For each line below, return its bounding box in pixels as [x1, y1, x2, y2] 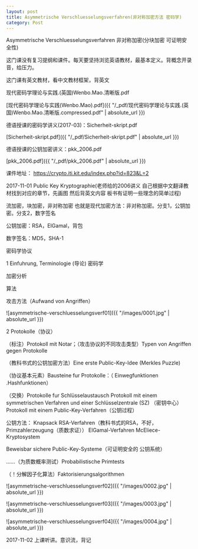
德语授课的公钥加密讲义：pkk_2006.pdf [6, 146, 102, 153]
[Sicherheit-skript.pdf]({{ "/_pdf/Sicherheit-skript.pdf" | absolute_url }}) [6, 134, 180, 141]
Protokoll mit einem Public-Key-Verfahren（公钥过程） [6, 406, 138, 414]
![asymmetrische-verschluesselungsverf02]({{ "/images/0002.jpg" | [6, 483, 172, 490]
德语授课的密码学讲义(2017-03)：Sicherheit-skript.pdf [6, 122, 137, 129]
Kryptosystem [6, 433, 40, 441]
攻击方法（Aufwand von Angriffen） [6, 298, 94, 305]
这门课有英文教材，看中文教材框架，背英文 [6, 76, 110, 83]
